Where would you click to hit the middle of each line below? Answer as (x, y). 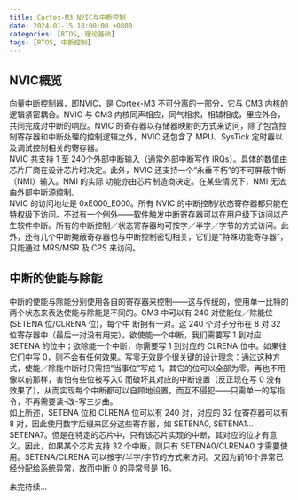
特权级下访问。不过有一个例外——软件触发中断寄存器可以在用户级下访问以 (145, 215)
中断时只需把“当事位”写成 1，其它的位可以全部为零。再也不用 (174, 368)
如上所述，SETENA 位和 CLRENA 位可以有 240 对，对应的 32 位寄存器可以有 (149, 412)
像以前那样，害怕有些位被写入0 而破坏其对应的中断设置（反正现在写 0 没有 (145, 379)
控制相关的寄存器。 (67, 148)
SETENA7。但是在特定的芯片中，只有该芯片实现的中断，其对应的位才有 (139, 434)
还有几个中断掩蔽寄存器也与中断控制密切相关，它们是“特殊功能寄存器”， (156, 237)
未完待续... (28, 487)
